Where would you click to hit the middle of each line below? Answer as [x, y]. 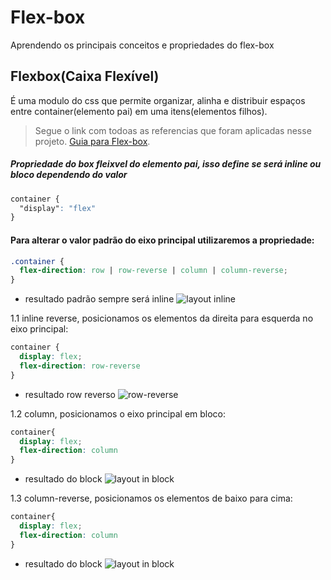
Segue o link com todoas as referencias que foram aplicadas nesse [173, 130]
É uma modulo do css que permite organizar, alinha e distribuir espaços [158, 100]
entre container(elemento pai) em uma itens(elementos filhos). [139, 111]
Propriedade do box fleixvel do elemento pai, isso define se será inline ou [166, 164]
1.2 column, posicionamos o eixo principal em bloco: [118, 413]
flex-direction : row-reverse [80, 366]
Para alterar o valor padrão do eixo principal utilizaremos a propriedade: [162, 240]
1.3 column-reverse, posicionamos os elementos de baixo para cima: [151, 498]
